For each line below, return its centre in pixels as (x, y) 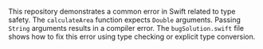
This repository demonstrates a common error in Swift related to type (122, 11)
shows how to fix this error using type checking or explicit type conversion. (132, 36)
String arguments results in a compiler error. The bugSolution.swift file (126, 28)
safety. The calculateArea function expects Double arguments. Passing (124, 20)
